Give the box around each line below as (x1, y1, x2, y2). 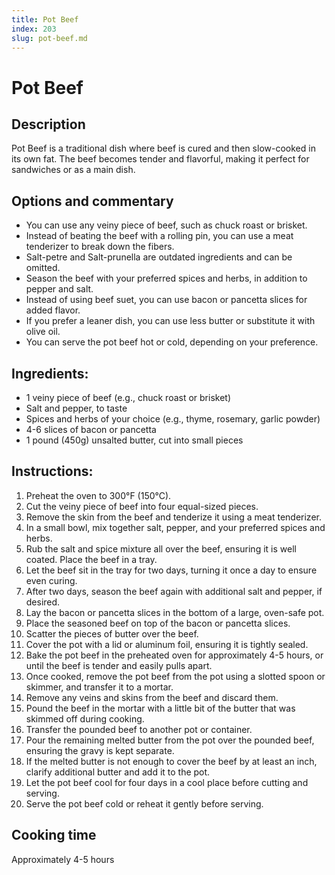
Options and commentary (11, 192, 174, 210)
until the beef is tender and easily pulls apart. (25, 659, 213, 671)
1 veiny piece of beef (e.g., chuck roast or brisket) (25, 392, 232, 403)
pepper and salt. (25, 283, 94, 295)
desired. (25, 596, 61, 608)
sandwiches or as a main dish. (11, 164, 136, 176)
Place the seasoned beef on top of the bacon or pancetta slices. (25, 617, 291, 629)
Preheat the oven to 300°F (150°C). (25, 489, 172, 501)
